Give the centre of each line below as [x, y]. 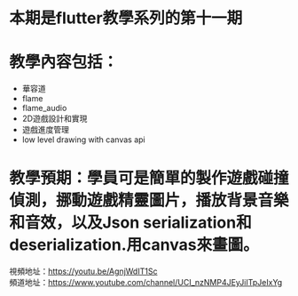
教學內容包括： [64, 62]
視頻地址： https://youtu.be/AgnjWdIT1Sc [83, 271]
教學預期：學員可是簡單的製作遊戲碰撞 [149, 178]
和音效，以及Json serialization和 [130, 223]
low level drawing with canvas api [83, 140]
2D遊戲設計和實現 [55, 119]
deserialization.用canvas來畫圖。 [134, 245]
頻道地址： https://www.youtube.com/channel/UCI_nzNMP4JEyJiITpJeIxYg [146, 283]
